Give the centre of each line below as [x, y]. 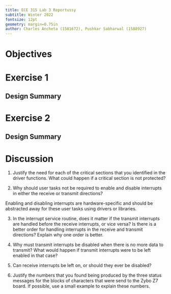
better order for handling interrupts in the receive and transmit [78, 229]
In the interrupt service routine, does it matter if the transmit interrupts [86, 219]
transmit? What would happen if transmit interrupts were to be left [82, 250]
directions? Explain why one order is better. [58, 235]
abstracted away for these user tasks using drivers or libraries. [71, 209]
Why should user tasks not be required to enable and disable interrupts [87, 188]
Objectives [29, 54]
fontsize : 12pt [21, 19]
